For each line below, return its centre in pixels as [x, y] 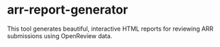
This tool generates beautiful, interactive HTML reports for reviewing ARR [110, 29]
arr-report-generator [68, 10]
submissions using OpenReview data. [60, 35]
